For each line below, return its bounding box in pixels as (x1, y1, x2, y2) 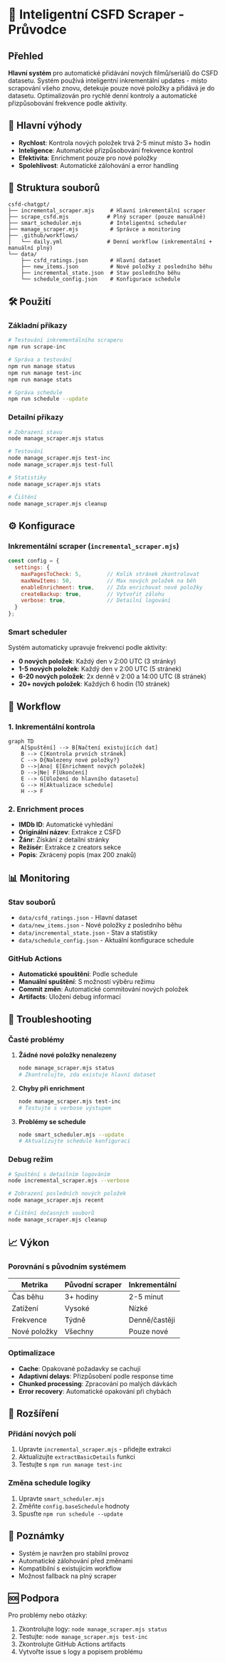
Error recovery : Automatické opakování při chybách (18, 1387, 172, 1395)
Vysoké (64, 1303, 90, 1313)
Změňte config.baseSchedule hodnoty (18, 1501, 130, 1510)
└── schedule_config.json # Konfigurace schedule (21, 276, 181, 283)
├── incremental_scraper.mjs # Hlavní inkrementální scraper (8, 206, 206, 214)
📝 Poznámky (8, 1530, 65, 1542)
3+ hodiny (64, 1292, 99, 1302)
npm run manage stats (8, 376, 73, 383)
